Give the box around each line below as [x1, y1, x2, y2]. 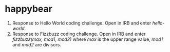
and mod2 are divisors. [12, 41, 61, 47]
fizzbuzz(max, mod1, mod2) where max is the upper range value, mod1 [12, 36, 163, 42]
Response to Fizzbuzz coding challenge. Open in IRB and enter [12, 31, 146, 37]
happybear [5, 3, 52, 15]
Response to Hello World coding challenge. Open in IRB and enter [12, 20, 152, 26]
